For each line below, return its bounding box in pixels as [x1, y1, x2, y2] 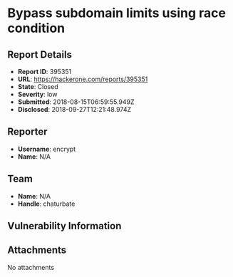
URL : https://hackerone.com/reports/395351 [17, 75, 148, 83]
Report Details [7, 48, 73, 61]
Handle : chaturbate [17, 199, 76, 208]
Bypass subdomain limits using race [7, 5, 227, 21]
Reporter [7, 126, 48, 138]
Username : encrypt [17, 145, 76, 153]
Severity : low [17, 90, 58, 98]
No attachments [7, 263, 55, 271]
